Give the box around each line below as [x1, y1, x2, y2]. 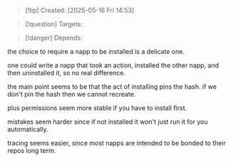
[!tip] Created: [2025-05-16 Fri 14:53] [24, 6, 135, 14]
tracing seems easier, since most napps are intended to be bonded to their [7, 139, 227, 147]
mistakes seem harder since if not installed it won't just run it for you [7, 117, 208, 126]
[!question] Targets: [24, 20, 83, 28]
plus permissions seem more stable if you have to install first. [7, 104, 187, 112]
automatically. [7, 125, 48, 134]
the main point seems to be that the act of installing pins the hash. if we [7, 82, 217, 91]
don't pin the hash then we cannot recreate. [7, 90, 136, 98]
